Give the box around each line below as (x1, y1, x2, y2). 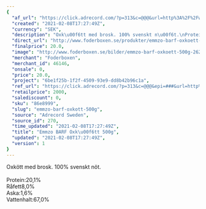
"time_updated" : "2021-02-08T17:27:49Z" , (12, 124, 120, 130)
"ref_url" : (12, 84, 40, 90)
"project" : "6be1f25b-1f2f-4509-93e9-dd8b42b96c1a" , (12, 77, 150, 84)
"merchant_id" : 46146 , (12, 60, 70, 66)
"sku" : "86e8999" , (12, 100, 59, 106)
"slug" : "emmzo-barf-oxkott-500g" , (12, 106, 103, 112)
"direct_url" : (12, 37, 48, 44)
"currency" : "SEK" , (12, 26, 62, 33)
